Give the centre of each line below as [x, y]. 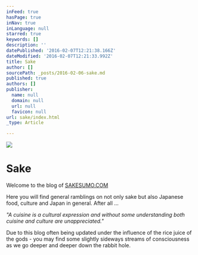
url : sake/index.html [33, 117]
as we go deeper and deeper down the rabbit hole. [69, 245]
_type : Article [25, 123]
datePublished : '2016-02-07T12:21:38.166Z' [61, 51]
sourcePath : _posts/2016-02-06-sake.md [56, 73]
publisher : [20, 90]
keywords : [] [22, 39]
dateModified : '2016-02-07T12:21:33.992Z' [60, 56]
